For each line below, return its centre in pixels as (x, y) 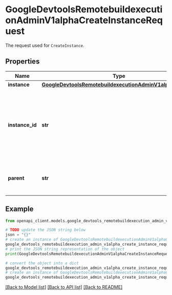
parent (16, 178)
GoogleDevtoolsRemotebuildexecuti (84, 9)
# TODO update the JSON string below (46, 230)
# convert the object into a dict (42, 263)
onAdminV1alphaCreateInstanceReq (84, 20)
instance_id (22, 125)
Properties (23, 62)
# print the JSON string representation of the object (65, 249)
